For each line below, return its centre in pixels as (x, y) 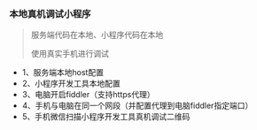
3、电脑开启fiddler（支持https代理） (88, 95)
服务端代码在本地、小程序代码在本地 (97, 35)
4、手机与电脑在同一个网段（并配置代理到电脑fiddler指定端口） (137, 106)
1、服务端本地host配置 (63, 73)
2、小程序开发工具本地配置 (71, 84)
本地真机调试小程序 (50, 13)
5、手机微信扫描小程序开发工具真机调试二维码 (106, 117)
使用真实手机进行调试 (70, 54)
